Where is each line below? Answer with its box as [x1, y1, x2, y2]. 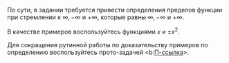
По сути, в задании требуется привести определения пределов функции [7, 6, 223, 14]
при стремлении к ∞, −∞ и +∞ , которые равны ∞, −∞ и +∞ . [7, 13, 185, 21]
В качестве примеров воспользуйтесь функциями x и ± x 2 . [7, 27, 180, 36]
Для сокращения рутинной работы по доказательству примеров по [7, 40, 209, 49]
